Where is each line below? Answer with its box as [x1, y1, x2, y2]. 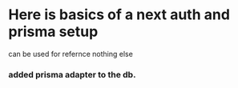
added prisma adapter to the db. [8, 69, 136, 80]
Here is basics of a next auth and [8, 6, 231, 24]
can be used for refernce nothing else [8, 49, 134, 58]
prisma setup [8, 22, 99, 41]
